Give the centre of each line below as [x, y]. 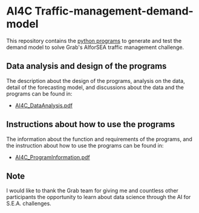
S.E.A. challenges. [29, 203]
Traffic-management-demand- [114, 11]
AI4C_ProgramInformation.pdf [52, 157]
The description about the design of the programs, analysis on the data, [96, 80]
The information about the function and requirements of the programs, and [99, 139]
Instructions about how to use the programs [91, 124]
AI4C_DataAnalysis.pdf [44, 105]
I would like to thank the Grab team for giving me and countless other [92, 191]
